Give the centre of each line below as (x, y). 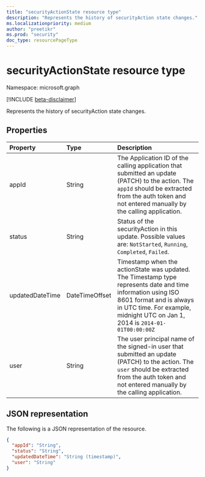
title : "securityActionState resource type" (64, 12)
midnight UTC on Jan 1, (151, 315)
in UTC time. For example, (154, 307)
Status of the (135, 221)
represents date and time (153, 285)
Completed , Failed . (143, 252)
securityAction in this (147, 228)
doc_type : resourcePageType (42, 40)
